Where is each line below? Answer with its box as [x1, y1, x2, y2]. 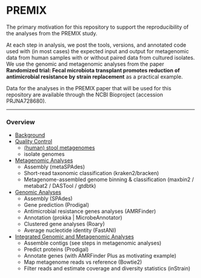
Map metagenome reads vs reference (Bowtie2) [23, 258, 142, 266]
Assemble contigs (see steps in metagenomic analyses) [23, 240, 162, 247]
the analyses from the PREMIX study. [6, 29, 98, 36]
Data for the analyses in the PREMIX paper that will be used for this [6, 84, 172, 91]
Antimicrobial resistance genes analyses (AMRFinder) [23, 207, 157, 215]
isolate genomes [23, 151, 65, 158]
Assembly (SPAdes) [23, 195, 73, 202]
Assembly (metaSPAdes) [23, 163, 86, 170]
